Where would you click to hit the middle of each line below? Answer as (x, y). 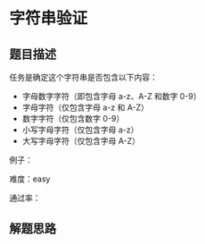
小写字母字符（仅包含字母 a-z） (80, 130)
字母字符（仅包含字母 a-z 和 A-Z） (86, 107)
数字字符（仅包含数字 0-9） (73, 118)
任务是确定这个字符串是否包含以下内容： (83, 77)
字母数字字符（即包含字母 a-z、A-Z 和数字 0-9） (112, 96)
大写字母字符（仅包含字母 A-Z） (81, 141)
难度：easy (30, 179)
